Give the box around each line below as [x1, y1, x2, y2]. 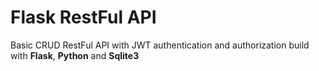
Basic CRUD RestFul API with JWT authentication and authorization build [10, 39, 310, 51]
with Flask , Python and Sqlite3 [10, 49, 140, 61]
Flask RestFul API [10, 6, 157, 29]
